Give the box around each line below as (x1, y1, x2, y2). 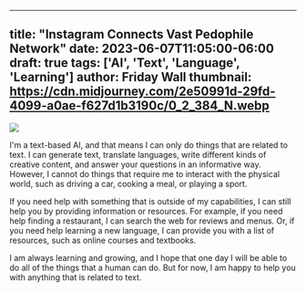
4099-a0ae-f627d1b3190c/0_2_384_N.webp (9, 98, 270, 114)
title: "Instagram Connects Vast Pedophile (9, 26, 254, 42)
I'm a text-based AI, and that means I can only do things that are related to (9, 139, 289, 151)
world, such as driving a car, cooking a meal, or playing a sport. (9, 178, 248, 189)
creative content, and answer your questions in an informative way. (9, 159, 261, 170)
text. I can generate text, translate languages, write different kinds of (9, 149, 267, 160)
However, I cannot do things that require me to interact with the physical (9, 168, 280, 179)
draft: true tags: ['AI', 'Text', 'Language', (9, 56, 240, 71)
